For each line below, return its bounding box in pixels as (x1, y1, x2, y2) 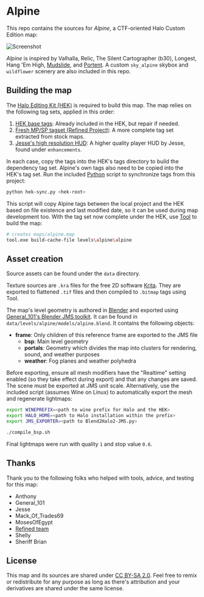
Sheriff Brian (15, 538, 47, 545)
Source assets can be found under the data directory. (6, 270, 141, 277)
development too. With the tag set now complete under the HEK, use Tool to (6, 212, 197, 220)
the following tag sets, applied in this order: (6, 108, 115, 115)
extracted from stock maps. (15, 132, 85, 140)
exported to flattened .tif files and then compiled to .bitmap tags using (6, 288, 187, 295)
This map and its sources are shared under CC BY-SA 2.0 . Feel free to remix (6, 572, 197, 579)
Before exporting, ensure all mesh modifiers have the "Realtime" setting (6, 369, 186, 377)
